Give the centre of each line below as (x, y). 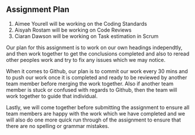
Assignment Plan (38, 10)
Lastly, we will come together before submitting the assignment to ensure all (98, 107)
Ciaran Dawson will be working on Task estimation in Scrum (86, 36)
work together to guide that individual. (52, 96)
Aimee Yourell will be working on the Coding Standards (81, 23)
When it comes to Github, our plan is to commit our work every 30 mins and (97, 71)
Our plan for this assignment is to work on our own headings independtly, (94, 47)
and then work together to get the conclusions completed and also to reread (98, 53)
